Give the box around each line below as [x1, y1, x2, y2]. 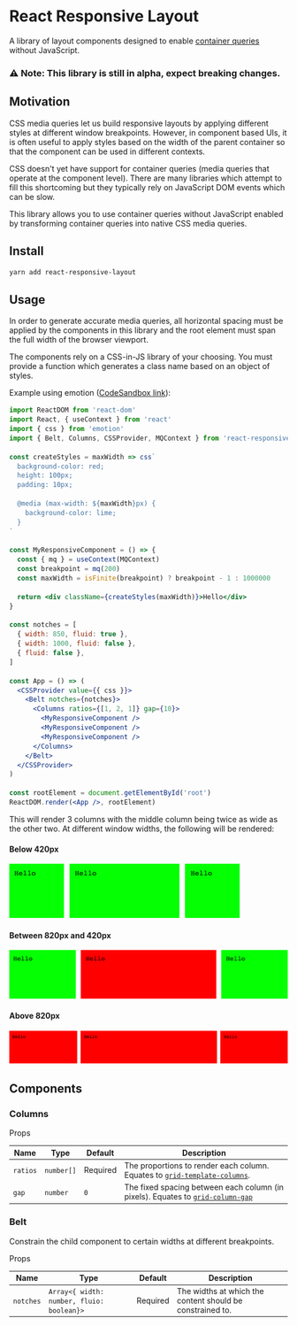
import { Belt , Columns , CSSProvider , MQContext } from [9, 434, 219, 443]
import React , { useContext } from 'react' [9, 415, 172, 424]
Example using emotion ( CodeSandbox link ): [9, 388, 171, 398]
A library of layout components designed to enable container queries [9, 35, 260, 46]
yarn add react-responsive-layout [9, 268, 137, 277]
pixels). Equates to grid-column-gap [124, 1191, 254, 1202]
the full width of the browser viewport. [9, 335, 148, 345]
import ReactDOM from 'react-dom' [9, 405, 137, 415]
